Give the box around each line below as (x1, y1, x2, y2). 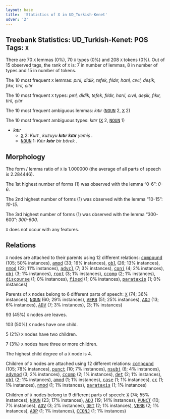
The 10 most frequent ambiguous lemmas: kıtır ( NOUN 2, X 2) (6, 108, 131, 114)
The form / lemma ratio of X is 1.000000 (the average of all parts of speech (6, 166, 161, 172)
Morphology (6, 152, 45, 161)
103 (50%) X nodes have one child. (6, 321, 78, 327)
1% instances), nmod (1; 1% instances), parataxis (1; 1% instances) (6, 382, 147, 388)
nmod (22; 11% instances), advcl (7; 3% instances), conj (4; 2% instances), (6, 265, 164, 271)
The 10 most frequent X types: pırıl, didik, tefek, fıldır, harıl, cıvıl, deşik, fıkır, (6, 92, 161, 98)
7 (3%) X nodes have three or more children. (6, 341, 98, 347)
